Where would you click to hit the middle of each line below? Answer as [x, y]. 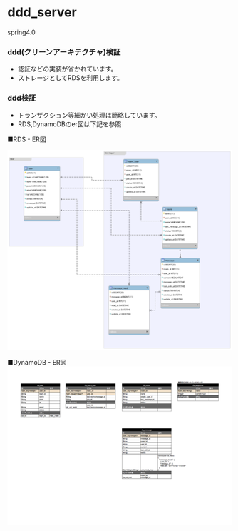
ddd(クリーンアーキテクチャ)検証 [64, 52]
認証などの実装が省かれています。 [67, 69]
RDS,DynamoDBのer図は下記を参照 [69, 124]
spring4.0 [21, 32]
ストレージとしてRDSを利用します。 [70, 78]
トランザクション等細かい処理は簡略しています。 [89, 115]
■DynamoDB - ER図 [37, 363]
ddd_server [42, 12]
